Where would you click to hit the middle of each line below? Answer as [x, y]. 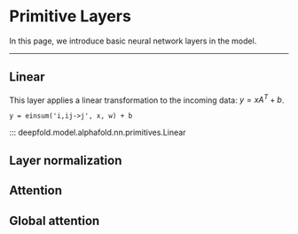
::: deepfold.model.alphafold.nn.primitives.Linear [98, 133]
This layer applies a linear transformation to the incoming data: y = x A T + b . [147, 99]
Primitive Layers [70, 16]
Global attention [55, 220]
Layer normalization [66, 160]
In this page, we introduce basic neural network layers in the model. [133, 41]
